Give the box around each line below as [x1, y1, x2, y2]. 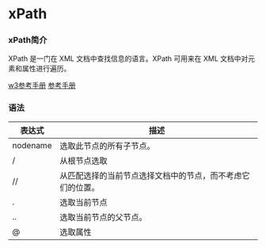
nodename [12, 139, 52, 151]
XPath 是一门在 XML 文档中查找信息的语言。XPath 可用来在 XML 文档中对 [8, 54, 249, 63]
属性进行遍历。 [21, 64, 71, 74]
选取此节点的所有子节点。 [59, 140, 155, 151]
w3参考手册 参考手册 [8, 81, 77, 90]
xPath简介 [8, 35, 47, 46]
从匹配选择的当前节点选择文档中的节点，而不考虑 [59, 170, 242, 181]
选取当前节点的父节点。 [59, 212, 147, 223]
